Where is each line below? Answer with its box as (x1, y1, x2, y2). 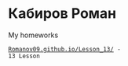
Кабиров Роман (8, 5, 116, 23)
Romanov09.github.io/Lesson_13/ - (8, 45, 122, 53)
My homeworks (8, 30, 59, 40)
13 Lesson (8, 52, 41, 60)
